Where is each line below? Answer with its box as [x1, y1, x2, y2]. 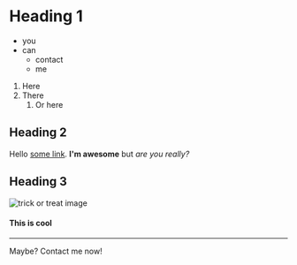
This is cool [9, 218, 53, 229]
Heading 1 [9, 6, 84, 26]
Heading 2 [9, 125, 68, 140]
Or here [34, 99, 64, 110]
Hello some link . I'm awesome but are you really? [9, 148, 190, 159]
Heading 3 [9, 174, 68, 189]
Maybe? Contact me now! [9, 246, 103, 256]
